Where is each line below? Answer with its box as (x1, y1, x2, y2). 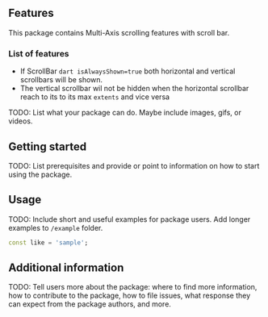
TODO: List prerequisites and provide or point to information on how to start (8, 161, 260, 170)
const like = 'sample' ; (8, 238, 89, 247)
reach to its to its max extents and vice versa (19, 92, 170, 102)
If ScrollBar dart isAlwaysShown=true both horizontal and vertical (19, 66, 236, 76)
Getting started (8, 140, 87, 153)
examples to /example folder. (8, 223, 103, 232)
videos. (8, 116, 33, 126)
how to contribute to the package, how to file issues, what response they (8, 290, 251, 301)
